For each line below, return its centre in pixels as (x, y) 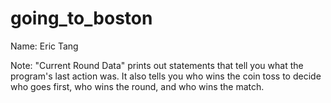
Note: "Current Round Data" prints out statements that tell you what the (157, 65)
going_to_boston (81, 18)
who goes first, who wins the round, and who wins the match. (137, 86)
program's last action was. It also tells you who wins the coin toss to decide (166, 76)
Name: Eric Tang (44, 46)
